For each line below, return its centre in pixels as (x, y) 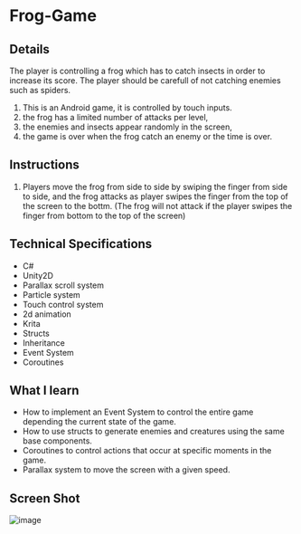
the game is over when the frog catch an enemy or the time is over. (147, 136)
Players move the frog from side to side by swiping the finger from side (155, 186)
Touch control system (63, 304)
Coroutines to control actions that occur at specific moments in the (147, 451)
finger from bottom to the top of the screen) (104, 215)
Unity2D (38, 275)
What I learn (44, 391)
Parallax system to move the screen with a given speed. (126, 470)
